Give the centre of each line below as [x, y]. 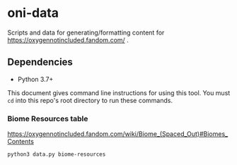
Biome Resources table [48, 118]
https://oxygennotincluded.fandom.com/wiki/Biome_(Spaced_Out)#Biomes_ [118, 134]
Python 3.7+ [35, 79]
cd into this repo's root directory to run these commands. [90, 100]
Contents [21, 142]
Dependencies [40, 62]
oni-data [33, 13]
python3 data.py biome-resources [57, 154]
